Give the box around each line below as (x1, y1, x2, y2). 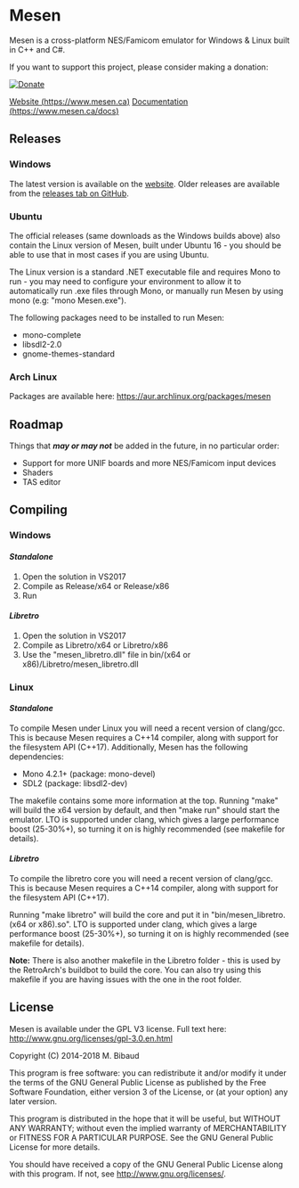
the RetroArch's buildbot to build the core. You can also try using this (9, 964, 262, 976)
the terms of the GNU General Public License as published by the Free (9, 1077, 267, 1087)
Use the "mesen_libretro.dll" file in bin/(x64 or (21, 649, 191, 660)
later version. (9, 1095, 58, 1106)
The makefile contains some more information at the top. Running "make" (9, 795, 279, 806)
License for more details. (9, 1142, 101, 1152)
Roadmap (9, 416, 64, 432)
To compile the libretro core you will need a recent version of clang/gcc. (9, 873, 273, 884)
